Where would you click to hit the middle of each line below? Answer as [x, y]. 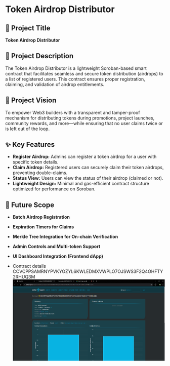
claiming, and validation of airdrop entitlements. [55, 84]
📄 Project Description [39, 56]
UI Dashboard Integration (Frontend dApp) [58, 256]
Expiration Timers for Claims [43, 227]
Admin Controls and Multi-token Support [56, 247]
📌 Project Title [28, 28]
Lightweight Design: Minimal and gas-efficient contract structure [81, 184]
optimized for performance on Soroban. [54, 189]
